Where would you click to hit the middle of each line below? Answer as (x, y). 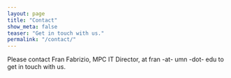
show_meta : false (32, 26)
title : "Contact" (32, 20)
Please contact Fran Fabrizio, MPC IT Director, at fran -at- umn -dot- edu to (116, 59)
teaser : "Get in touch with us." (56, 33)
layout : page (26, 14)
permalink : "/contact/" (42, 40)
